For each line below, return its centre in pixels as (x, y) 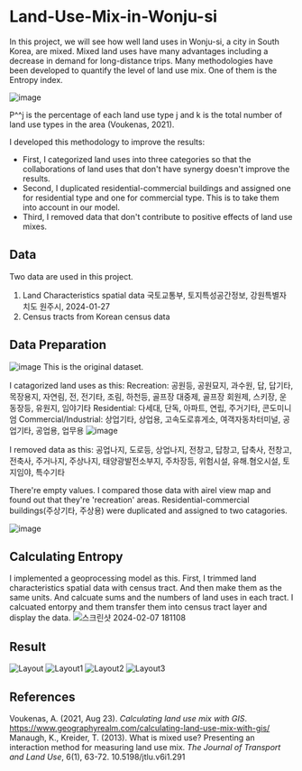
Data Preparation (58, 345)
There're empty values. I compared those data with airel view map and (140, 490)
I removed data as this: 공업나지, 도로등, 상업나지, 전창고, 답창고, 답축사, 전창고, (151, 449)
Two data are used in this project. (71, 276)
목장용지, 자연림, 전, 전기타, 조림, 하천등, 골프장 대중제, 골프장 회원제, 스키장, (143, 396)
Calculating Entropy (66, 556)
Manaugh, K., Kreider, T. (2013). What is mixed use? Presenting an (132, 738)
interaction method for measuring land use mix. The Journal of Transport (145, 747)
